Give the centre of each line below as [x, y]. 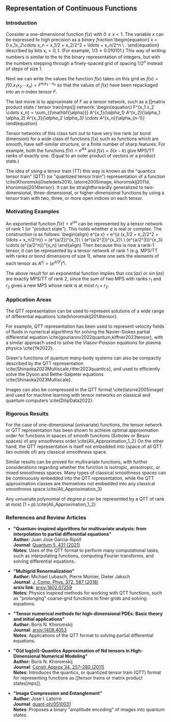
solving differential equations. [44, 561]
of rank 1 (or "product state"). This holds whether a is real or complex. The [84, 229]
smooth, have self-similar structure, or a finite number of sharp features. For [86, 144]
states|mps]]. [27, 683]
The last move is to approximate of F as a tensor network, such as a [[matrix [85, 101]
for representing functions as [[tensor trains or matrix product [78, 678]
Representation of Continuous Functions [72, 8]
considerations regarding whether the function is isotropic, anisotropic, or [83, 467]
